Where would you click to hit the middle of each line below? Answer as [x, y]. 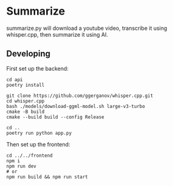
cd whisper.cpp [25, 101]
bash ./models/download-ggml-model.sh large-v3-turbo [76, 106]
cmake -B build [25, 112]
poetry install [25, 85]
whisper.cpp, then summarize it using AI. [57, 34]
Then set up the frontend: [38, 144]
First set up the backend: [37, 68]
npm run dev [21, 166]
